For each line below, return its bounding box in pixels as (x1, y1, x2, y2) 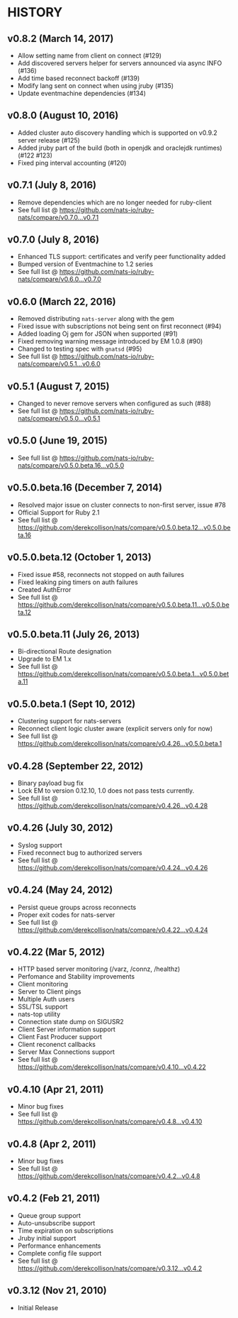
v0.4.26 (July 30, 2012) (7, 822, 113, 834)
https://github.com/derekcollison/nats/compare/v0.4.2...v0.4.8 (17, 1172, 200, 1180)
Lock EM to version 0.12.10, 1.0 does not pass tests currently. (17, 786, 195, 795)
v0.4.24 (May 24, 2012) (7, 884, 113, 896)
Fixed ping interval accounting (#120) (17, 158, 127, 167)
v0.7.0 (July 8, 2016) (7, 234, 100, 246)
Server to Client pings (17, 987, 81, 996)
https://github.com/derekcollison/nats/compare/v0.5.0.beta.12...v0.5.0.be (17, 523, 231, 532)
